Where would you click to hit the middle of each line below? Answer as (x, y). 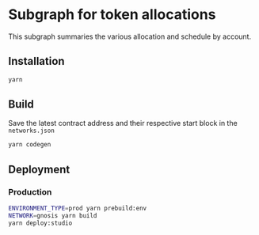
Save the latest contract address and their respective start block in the (123, 123)
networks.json (32, 131)
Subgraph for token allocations (112, 15)
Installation (36, 61)
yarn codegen (30, 145)
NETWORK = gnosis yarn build (53, 215)
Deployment (39, 169)
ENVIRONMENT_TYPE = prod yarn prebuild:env (78, 208)
